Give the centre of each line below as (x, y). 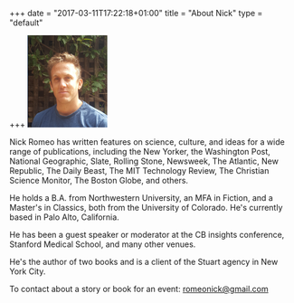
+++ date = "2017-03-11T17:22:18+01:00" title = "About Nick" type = (136, 13)
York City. (28, 271)
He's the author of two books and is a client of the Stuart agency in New (144, 262)
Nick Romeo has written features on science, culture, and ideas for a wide (147, 142)
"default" (26, 23)
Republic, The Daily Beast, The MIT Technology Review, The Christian (139, 170)
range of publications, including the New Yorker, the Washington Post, (140, 151)
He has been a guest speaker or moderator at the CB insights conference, (147, 235)
